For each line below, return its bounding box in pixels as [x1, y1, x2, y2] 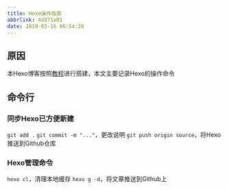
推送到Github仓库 [7, 139, 56, 147]
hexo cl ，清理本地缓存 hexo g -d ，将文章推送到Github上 [7, 175, 168, 183]
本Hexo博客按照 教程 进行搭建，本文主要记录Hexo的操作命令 [7, 69, 175, 78]
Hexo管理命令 [7, 158, 54, 167]
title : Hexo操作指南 [7, 10, 62, 17]
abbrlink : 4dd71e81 [7, 16, 63, 23]
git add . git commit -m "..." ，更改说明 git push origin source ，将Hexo [7, 130, 221, 139]
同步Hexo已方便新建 [7, 114, 74, 123]
